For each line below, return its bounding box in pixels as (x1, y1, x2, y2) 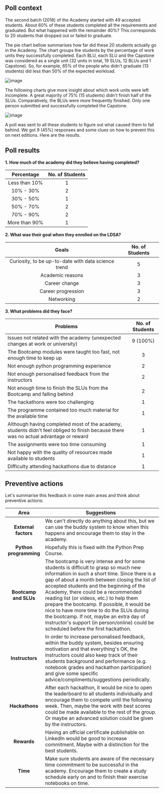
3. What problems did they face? (5, 308, 73, 314)
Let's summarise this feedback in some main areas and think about (5, 493, 140, 498)
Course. (45, 550, 63, 557)
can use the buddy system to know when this (45, 524, 149, 531)
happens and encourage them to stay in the (45, 530, 145, 537)
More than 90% (7, 219, 44, 226)
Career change (44, 279, 79, 286)
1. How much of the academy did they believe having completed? (5, 159, 140, 165)
